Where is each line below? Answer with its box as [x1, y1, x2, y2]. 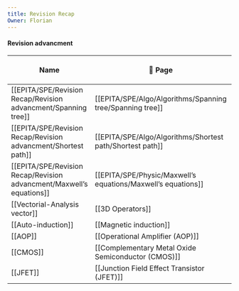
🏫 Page [148, 65, 173, 75]
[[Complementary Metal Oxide [95, 243, 197, 253]
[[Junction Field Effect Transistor [95, 263, 205, 273]
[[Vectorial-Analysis [11, 199, 80, 209]
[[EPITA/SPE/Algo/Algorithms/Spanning [95, 94, 228, 104]
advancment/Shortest [11, 141, 84, 150]
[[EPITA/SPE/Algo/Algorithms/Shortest [95, 132, 224, 142]
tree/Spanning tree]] [95, 102, 164, 112]
